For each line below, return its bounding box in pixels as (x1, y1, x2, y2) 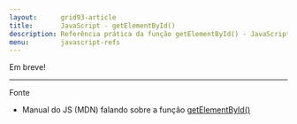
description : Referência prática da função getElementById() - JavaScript (9, 29, 291, 38)
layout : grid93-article (9, 12, 117, 22)
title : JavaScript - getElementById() (9, 21, 176, 30)
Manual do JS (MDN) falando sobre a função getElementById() (21, 105, 251, 115)
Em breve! (9, 62, 46, 73)
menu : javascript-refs (9, 37, 121, 47)
